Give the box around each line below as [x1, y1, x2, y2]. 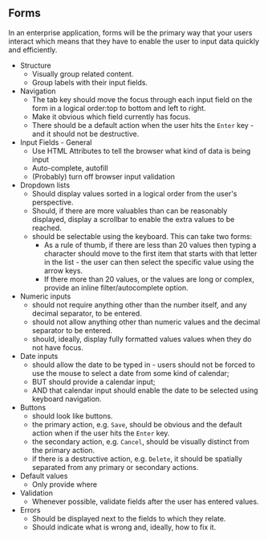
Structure [19, 60, 51, 70]
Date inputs [19, 351, 59, 361]
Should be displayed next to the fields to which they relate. [31, 513, 226, 523]
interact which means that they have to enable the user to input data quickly [8, 36, 259, 46]
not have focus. [31, 342, 84, 352]
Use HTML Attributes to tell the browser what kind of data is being [31, 146, 251, 155]
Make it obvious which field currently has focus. [31, 112, 191, 122]
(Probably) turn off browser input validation [31, 171, 175, 181]
